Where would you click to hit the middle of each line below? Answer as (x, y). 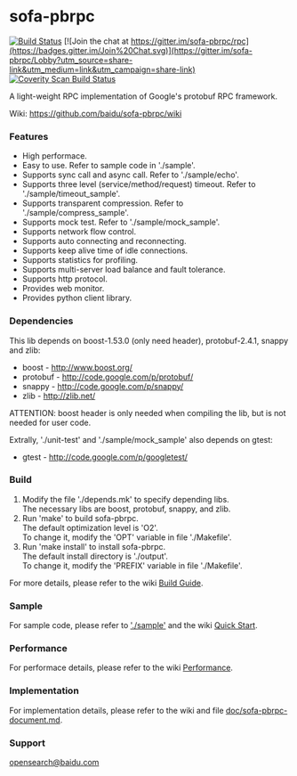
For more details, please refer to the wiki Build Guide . (106, 583)
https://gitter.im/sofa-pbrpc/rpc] (189, 41)
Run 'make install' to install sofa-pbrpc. (94, 546)
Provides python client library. (77, 298)
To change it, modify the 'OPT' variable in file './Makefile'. (127, 537)
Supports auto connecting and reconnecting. (104, 241)
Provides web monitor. (63, 289)
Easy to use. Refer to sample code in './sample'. (108, 166)
